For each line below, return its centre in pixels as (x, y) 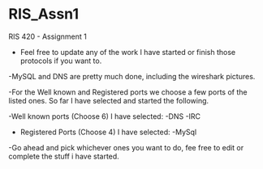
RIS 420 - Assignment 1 (48, 36)
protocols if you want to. (61, 61)
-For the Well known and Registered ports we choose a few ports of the (128, 92)
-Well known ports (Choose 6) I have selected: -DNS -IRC (105, 116)
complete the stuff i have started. (64, 156)
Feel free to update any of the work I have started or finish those (128, 52)
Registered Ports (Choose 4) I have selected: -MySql (108, 132)
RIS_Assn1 (44, 14)
